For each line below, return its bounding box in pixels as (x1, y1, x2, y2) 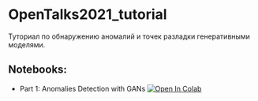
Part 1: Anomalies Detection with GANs (19, 84, 146, 93)
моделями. (8, 39, 46, 49)
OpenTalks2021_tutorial (8, 6, 167, 24)
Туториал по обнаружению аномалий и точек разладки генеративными (8, 32, 251, 41)
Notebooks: (8, 63, 67, 77)
